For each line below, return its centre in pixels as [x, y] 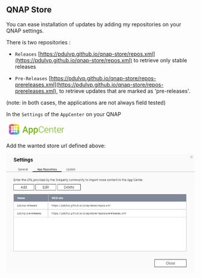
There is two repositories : [38, 42]
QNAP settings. [25, 31]
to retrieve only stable [160, 60]
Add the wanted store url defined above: [56, 146]
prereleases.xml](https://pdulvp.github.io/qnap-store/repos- [89, 84]
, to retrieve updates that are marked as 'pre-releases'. [123, 91]
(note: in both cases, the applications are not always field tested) [86, 102]
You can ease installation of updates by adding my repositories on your [94, 24]
